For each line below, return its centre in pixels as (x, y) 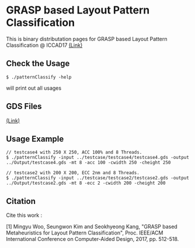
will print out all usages (34, 88)
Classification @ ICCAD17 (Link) (44, 45)
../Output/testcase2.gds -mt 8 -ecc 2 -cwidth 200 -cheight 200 (86, 183)
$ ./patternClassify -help (39, 77)
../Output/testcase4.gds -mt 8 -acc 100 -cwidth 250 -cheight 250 (88, 163)
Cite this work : (24, 215)
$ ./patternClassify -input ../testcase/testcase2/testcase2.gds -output (98, 178)
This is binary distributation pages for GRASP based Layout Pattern (87, 39)
